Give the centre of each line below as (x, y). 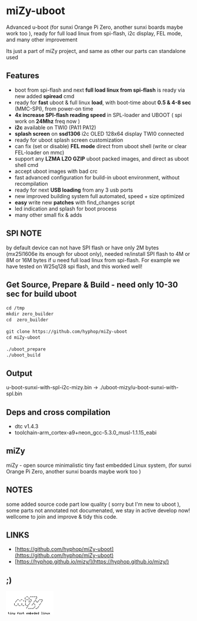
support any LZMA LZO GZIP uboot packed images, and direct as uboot (102, 158)
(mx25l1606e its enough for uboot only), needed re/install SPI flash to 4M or (98, 253)
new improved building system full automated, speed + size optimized (99, 196)
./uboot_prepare (26, 349)
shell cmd (26, 165)
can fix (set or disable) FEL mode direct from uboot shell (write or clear (101, 146)
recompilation (31, 183)
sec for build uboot (41, 294)
